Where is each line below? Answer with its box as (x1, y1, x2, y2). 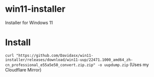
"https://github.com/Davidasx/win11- (16, 53, 93, 58)
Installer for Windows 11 (5, 20, 53, 26)
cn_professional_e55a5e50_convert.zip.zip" (5, 62, 96, 67)
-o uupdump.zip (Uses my (97, 61, 149, 67)
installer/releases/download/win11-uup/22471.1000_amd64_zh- (5, 57, 133, 62)
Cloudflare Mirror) (5, 67, 42, 73)
